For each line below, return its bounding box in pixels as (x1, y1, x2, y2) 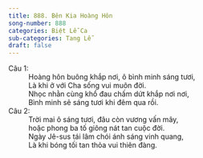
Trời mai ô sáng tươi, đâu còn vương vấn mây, (28, 115, 179, 124)
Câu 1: (8, 63, 30, 73)
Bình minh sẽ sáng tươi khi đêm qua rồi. (28, 98, 159, 107)
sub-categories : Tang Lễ (8, 34, 91, 43)
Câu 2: (8, 106, 30, 116)
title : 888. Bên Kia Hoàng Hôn (8, 11, 113, 20)
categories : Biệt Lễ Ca (8, 26, 88, 34)
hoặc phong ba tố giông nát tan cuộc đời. (28, 124, 165, 133)
